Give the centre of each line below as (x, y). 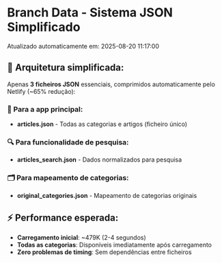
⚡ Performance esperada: (63, 218)
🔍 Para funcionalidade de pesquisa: (68, 142)
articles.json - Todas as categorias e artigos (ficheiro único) (102, 124)
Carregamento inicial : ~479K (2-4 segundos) (82, 238)
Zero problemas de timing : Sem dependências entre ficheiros (105, 252)
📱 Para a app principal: (45, 109)
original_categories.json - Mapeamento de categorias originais (107, 195)
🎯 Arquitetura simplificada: (66, 67)
